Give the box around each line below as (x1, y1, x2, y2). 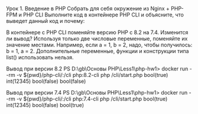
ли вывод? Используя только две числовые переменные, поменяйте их (6, 35, 188, 42)
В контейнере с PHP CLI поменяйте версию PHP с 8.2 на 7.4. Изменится (6, 29, 189, 36)
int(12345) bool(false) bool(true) (6, 102, 85, 108)
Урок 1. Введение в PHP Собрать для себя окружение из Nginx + (6, 5, 170, 12)
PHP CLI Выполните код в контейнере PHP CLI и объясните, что (23, 11, 184, 18)
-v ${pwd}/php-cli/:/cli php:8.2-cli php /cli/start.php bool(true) (17, 72, 168, 78)
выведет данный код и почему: (6, 18, 85, 24)
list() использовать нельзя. (6, 54, 74, 61)
